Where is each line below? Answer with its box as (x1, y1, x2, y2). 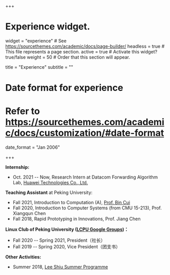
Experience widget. (5, 21, 90, 32)
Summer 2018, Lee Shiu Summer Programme (12, 264, 108, 270)
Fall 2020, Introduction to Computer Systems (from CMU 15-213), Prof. (12, 205, 162, 211)
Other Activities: (5, 254, 42, 260)
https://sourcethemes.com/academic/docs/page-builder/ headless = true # (5, 43, 165, 49)
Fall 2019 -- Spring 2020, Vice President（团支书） (12, 244, 121, 250)
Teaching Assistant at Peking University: (5, 189, 93, 195)
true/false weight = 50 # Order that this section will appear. (5, 54, 130, 60)
